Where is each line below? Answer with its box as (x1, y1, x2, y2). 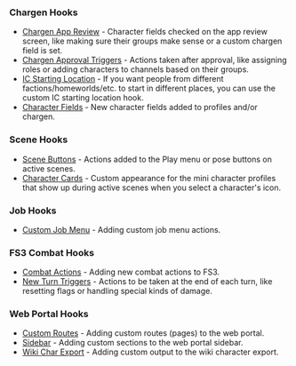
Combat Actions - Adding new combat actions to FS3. (21, 267, 220, 277)
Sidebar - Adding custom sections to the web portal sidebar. (21, 338, 244, 348)
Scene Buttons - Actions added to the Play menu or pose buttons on (21, 154, 273, 164)
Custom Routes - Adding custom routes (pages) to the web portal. (21, 328, 265, 338)
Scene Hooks (9, 133, 68, 146)
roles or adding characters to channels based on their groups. (21, 64, 249, 75)
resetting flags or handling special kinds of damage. (21, 286, 213, 297)
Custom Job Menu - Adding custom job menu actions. (21, 224, 221, 235)
